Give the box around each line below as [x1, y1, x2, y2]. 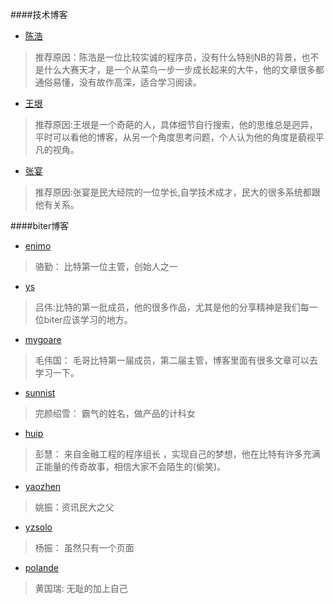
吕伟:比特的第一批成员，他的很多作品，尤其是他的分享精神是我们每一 [34, 301, 318, 313]
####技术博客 [10, 9, 68, 20]
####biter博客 [10, 220, 70, 232]
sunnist [24, 387, 56, 398]
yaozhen [24, 481, 62, 492]
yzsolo [24, 521, 53, 533]
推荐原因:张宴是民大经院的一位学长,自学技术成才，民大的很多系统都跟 [34, 186, 321, 198]
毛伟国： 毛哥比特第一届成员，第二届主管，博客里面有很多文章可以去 [34, 354, 318, 366]
